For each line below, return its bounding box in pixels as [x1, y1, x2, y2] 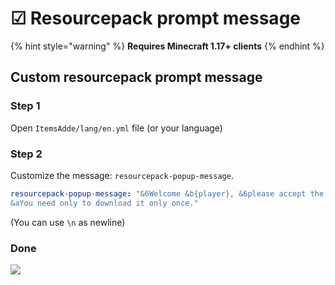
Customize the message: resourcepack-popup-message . [10, 169, 234, 181]
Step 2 [10, 147, 43, 161]
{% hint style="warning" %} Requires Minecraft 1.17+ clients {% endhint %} [10, 40, 325, 52]
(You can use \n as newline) [10, 216, 126, 228]
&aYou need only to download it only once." [10, 198, 199, 208]
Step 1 [10, 99, 41, 113]
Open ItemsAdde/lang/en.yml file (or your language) [10, 122, 223, 134]
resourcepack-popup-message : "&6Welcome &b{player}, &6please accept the [10, 188, 325, 199]
